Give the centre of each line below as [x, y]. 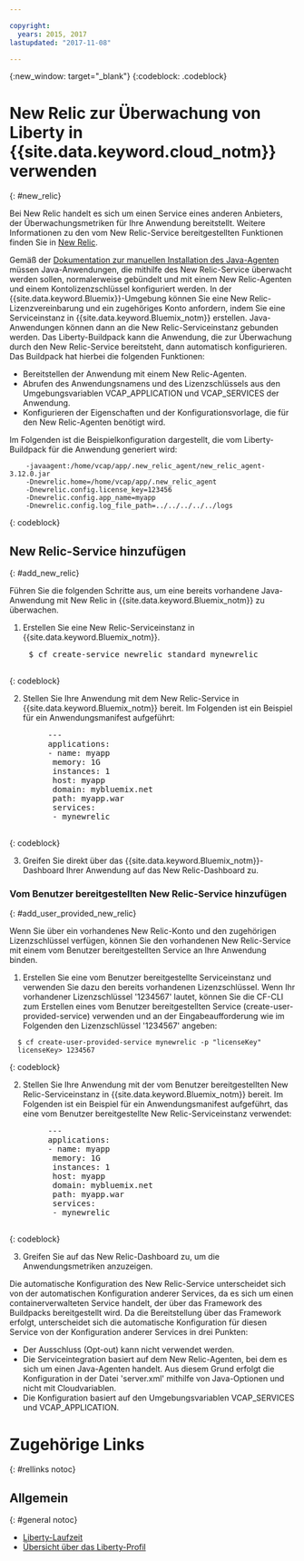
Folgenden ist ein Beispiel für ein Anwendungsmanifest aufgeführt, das [155, 1104]
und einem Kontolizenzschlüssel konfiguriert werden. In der [121, 289]
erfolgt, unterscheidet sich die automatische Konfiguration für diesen [138, 1322]
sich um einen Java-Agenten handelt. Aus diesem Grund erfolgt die [148, 1369]
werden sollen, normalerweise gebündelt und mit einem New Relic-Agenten [151, 280]
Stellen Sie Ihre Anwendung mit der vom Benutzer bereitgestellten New [155, 1085]
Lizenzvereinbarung [47, 309]
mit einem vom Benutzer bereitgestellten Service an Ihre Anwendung [138, 950]
